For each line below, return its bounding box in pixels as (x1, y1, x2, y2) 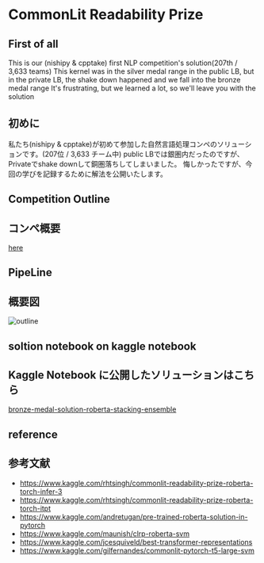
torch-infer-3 (19, 486, 63, 496)
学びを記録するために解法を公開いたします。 (21, 169, 168, 178)
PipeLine (8, 266, 53, 279)
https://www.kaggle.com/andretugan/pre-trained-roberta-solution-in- (19, 511, 248, 521)
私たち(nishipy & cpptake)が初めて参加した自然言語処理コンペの (8, 139, 218, 148)
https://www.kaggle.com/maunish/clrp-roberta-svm (19, 529, 190, 538)
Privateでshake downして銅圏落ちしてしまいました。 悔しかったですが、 (8, 159, 246, 168)
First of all (8, 37, 59, 51)
